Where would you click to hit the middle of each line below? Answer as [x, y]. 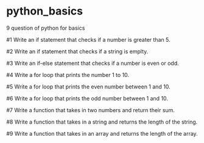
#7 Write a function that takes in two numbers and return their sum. [91, 110]
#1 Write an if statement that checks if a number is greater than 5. [88, 39]
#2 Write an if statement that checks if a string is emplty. [77, 51]
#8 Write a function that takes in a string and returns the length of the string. [102, 122]
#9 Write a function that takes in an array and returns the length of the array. [102, 133]
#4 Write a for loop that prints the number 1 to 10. [68, 75]
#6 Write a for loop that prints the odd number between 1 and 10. [87, 98]
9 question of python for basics [46, 28]
